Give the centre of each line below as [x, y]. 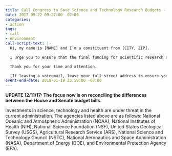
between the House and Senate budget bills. [53, 101]
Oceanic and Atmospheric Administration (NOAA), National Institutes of [80, 121]
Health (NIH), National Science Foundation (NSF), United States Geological [84, 127]
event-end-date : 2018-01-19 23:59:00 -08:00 [53, 81]
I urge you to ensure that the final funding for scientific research [87, 57]
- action [15, 24]
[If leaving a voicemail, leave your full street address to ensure [84, 76]
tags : [11, 29]
